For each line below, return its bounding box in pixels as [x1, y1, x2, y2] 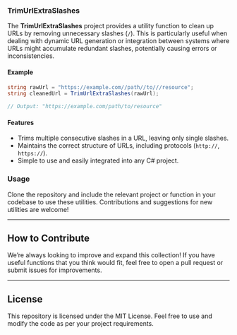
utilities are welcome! [7, 205, 69, 213]
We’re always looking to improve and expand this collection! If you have [7, 251, 215, 259]
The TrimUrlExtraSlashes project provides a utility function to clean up [7, 22, 214, 30]
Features [7, 118, 34, 127]
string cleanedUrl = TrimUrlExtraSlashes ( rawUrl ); [7, 90, 159, 98]
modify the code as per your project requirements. [7, 319, 154, 328]
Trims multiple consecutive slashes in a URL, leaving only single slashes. [17, 134, 229, 143]
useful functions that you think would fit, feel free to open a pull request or [7, 259, 224, 267]
